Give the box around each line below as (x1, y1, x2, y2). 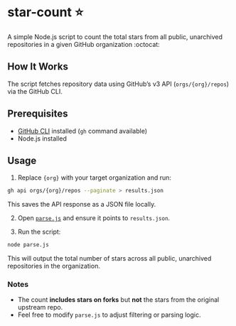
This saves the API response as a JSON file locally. (7, 200, 156, 209)
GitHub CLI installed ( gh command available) (17, 126, 148, 135)
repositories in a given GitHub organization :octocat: (7, 40, 160, 48)
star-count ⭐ (7, 4, 84, 21)
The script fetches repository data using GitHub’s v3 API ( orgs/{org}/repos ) (7, 80, 230, 88)
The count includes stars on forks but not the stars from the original (17, 295, 220, 304)
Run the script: (17, 227, 61, 237)
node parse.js (7, 241, 50, 249)
